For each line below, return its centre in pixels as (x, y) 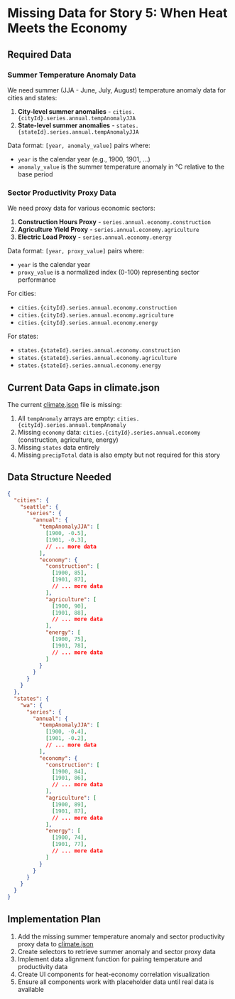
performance (37, 280)
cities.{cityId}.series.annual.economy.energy (88, 323)
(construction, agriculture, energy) (68, 440)
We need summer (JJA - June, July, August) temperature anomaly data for (117, 90)
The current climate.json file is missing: (65, 404)
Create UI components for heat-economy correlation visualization (114, 974)
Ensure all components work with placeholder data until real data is (116, 982)
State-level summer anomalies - (66, 125)
